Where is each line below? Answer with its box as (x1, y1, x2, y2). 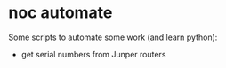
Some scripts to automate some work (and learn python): (8, 32, 218, 42)
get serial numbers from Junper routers (20, 49, 166, 59)
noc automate (8, 3, 113, 23)
